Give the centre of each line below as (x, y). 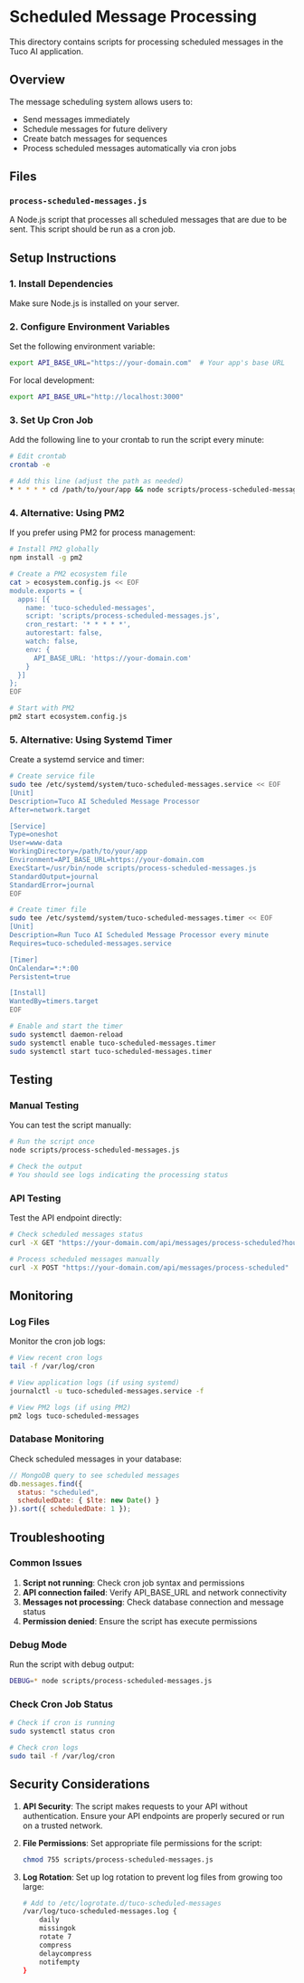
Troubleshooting (57, 1537)
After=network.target (50, 809)
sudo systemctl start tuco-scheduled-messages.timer (111, 1051)
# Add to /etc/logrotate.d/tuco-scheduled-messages (122, 1903)
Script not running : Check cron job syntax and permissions (133, 1583)
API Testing (35, 1198)
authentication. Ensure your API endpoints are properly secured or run (153, 1815)
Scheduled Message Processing (133, 17)
